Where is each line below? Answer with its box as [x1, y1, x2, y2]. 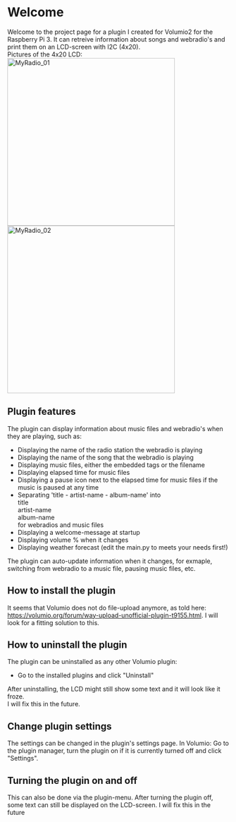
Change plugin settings [7, 720, 112, 732]
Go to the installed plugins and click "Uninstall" [17, 671, 154, 679]
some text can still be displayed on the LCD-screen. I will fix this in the [7, 801, 211, 809]
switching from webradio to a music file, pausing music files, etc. [7, 564, 196, 572]
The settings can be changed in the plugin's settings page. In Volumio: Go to [7, 739, 230, 748]
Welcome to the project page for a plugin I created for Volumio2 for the [7, 28, 213, 36]
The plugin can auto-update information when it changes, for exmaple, [7, 557, 213, 565]
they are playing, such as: [7, 432, 82, 440]
